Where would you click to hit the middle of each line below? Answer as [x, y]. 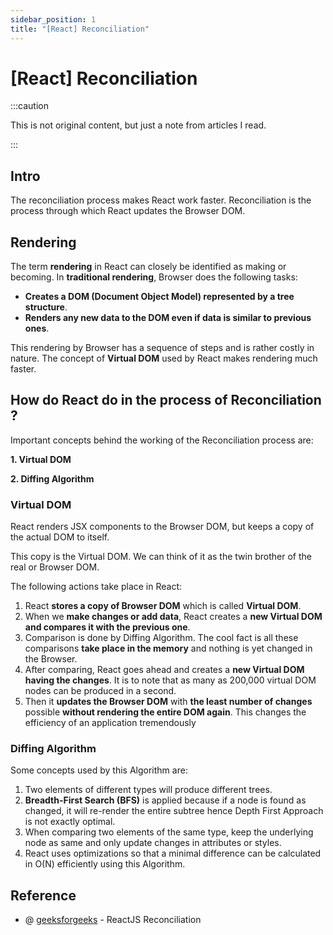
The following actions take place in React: [96, 587]
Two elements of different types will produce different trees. [148, 790]
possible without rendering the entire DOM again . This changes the [165, 712]
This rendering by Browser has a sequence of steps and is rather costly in [162, 348]
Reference [43, 895]
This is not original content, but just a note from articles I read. [138, 125]
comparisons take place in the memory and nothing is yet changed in [168, 648]
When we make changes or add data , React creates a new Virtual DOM [173, 617]
